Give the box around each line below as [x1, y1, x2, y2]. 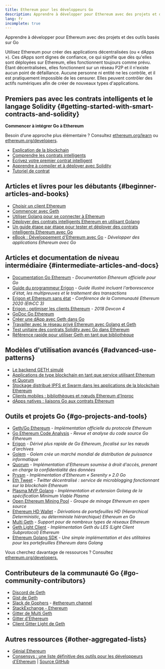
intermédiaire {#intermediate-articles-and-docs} [5, 261, 159, 270]
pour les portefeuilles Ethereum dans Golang [12, 540, 103, 546]
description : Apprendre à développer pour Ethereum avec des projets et [5, 12, 157, 17]
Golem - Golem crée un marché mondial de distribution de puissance [12, 451, 153, 457]
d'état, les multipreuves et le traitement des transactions [12, 290, 127, 296]
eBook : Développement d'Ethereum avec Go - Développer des [12, 234, 140, 240]
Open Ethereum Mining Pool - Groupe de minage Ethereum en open [12, 498, 150, 504]
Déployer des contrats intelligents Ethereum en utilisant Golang [12, 218, 140, 224]
